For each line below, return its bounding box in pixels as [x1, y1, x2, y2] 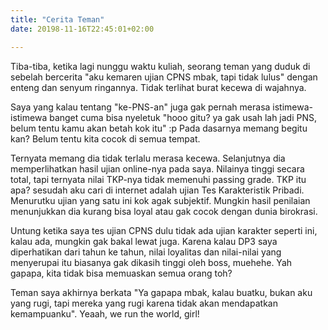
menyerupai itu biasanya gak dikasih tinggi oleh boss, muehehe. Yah [10, 256, 293, 268]
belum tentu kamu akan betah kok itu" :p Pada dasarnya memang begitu [10, 122, 308, 134]
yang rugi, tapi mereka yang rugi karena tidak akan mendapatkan [10, 297, 278, 309]
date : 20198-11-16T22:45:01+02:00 [10, 24, 155, 34]
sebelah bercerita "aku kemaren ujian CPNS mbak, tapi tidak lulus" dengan [10, 71, 318, 83]
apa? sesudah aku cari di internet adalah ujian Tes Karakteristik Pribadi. [10, 184, 305, 196]
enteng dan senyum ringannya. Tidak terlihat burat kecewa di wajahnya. [10, 81, 307, 93]
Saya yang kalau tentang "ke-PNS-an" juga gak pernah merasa [10, 101, 271, 113]
